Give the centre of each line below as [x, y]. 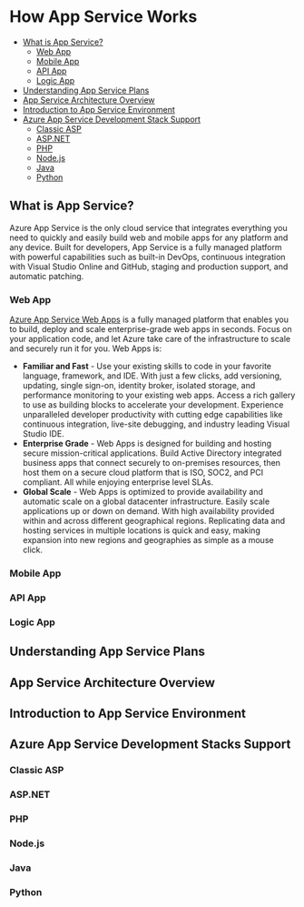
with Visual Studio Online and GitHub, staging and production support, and [149, 267]
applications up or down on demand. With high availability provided [148, 511]
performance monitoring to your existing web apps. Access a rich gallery [159, 395]
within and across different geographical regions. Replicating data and [154, 521]
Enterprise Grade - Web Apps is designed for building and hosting [147, 444]
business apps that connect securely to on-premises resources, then [152, 463]
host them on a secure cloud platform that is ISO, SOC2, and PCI [143, 473]
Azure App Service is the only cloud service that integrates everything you [148, 227]
